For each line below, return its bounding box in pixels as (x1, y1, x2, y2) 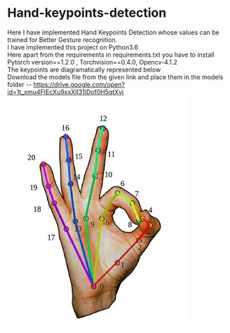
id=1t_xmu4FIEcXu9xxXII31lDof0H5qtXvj (7, 88, 124, 96)
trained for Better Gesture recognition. (7, 35, 118, 43)
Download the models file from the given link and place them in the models (7, 72, 224, 81)
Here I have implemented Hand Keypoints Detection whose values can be (7, 28, 219, 36)
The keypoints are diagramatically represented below (7, 65, 161, 74)
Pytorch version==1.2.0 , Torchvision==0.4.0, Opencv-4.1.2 (7, 57, 177, 66)
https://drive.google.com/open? (33, 80, 125, 88)
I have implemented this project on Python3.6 (7, 43, 139, 51)
